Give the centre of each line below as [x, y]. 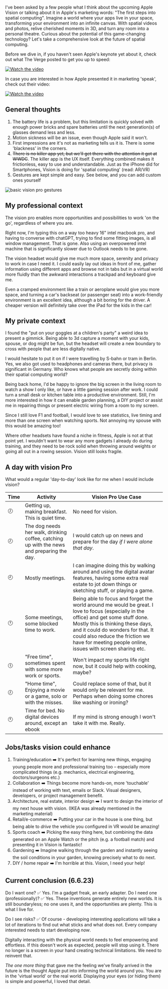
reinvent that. [19, 955]
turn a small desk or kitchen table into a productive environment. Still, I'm [80, 395]
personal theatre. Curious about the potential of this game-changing [75, 34]
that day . [83, 548]
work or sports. [43, 676]
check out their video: [28, 84]
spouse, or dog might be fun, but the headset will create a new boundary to [83, 344]
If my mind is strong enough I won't [114, 717]
